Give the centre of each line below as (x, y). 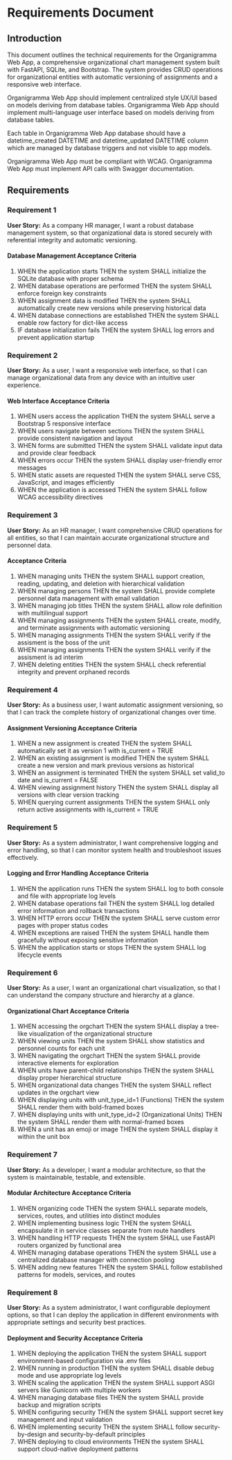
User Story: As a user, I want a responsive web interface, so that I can (107, 370)
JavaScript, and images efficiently (66, 483)
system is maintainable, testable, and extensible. (76, 1177)
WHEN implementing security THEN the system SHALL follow (105, 1427)
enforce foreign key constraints (62, 293)
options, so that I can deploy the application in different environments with (113, 1315)
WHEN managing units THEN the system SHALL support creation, (111, 576)
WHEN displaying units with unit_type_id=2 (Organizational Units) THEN (119, 1115)
